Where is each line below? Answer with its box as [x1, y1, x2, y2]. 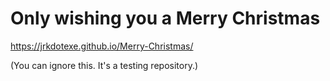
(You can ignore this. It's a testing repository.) [10, 59, 199, 71]
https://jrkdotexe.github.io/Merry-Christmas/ [10, 40, 194, 52]
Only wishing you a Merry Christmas [10, 7, 321, 30]
